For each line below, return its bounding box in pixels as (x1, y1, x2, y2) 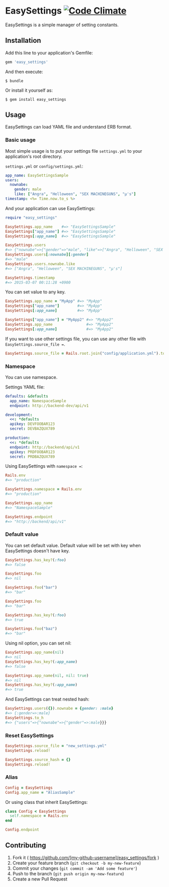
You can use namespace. (5, 374, 58, 380)
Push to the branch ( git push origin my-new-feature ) (12, 870, 124, 876)
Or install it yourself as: (5, 87, 53, 93)
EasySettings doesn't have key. (5, 547, 70, 554)
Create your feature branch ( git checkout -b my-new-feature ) (12, 860, 141, 866)
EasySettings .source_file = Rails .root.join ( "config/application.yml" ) (5, 351, 158, 356)
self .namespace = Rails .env (10, 813, 69, 818)
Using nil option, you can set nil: (5, 640, 72, 646)
